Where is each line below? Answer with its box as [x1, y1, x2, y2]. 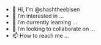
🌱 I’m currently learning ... [12, 19, 78, 26]
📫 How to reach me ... [12, 32, 69, 39]
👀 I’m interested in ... [12, 12, 64, 19]
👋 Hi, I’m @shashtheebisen [12, 6, 80, 13]
